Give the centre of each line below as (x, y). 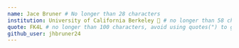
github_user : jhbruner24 (44, 34)
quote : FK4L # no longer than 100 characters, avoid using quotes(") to (117, 27)
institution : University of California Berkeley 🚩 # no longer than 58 (116, 20)
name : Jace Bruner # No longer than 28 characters (84, 14)
